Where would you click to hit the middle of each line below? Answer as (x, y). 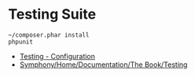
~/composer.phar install (49, 35)
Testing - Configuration (57, 56)
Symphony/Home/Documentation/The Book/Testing (103, 65)
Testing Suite (52, 14)
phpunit (21, 42)
